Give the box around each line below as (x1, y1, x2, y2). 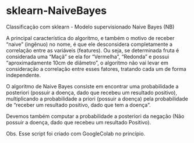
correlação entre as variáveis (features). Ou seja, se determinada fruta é (6, 47, 179, 53)
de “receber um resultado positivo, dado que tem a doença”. (6, 101, 151, 108)
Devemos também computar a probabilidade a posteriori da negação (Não (6, 112, 185, 120)
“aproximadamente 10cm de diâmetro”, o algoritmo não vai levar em (6, 59, 169, 66)
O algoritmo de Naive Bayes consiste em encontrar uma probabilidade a (6, 83, 179, 90)
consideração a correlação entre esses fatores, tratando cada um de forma (6, 65, 186, 72)
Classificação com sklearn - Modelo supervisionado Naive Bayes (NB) (6, 23, 175, 30)
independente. (6, 71, 41, 78)
